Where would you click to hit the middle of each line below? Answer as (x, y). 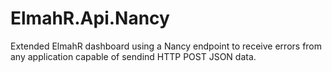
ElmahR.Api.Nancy (90, 18)
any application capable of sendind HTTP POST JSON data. (133, 56)
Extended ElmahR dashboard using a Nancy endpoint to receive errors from (166, 46)
